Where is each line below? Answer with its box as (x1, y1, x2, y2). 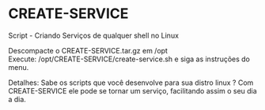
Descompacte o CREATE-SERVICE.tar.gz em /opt (8, 46, 168, 55)
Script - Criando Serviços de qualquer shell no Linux (8, 31, 180, 40)
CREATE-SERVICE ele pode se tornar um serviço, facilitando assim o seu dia (8, 86, 257, 95)
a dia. (8, 94, 26, 104)
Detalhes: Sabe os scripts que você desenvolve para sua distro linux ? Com (8, 78, 254, 87)
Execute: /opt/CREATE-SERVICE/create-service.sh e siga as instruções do (8, 54, 251, 64)
